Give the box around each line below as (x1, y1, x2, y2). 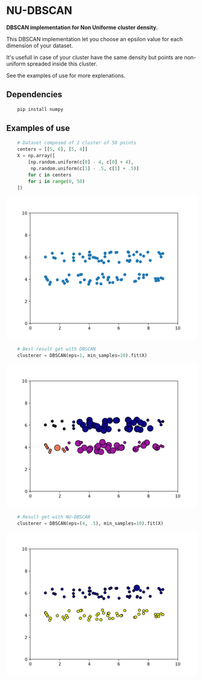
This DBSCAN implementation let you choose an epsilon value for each (6, 35, 183, 42)
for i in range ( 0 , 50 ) (28, 178, 85, 184)
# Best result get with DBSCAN (17, 346, 96, 352)
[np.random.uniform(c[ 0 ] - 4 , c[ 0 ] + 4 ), (28, 159, 134, 166)
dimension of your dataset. (6, 42, 74, 49)
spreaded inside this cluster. (27, 60, 97, 67)
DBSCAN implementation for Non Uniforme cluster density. (6, 24, 158, 31)
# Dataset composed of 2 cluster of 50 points (17, 140, 137, 146)
